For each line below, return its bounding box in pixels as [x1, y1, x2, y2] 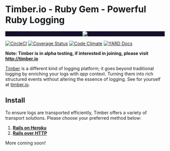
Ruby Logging [5, 14, 65, 26]
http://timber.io [5, 56, 38, 62]
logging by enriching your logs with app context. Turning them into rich [5, 71, 153, 77]
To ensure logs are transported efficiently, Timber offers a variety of [5, 110, 147, 116]
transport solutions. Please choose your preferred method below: [5, 115, 142, 121]
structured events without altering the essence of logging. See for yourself [5, 76, 161, 82]
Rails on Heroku [12, 125, 47, 131]
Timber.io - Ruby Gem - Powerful [5, 4, 147, 15]
